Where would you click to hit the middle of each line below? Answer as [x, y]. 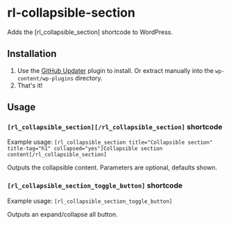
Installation [32, 54]
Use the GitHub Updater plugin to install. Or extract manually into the [115, 70]
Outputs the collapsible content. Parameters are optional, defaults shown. [112, 167]
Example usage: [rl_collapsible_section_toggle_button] [90, 201]
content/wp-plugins [45, 78]
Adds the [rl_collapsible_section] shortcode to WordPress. [90, 32]
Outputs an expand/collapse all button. [62, 214]
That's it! [30, 85]
